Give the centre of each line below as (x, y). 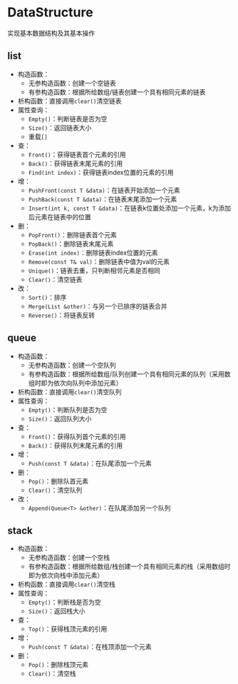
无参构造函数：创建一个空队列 (72, 365)
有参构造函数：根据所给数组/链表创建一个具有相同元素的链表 (117, 92)
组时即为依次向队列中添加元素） (75, 383)
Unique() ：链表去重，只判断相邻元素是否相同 (94, 270)
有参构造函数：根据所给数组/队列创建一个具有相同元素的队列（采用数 (129, 374)
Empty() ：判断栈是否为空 (64, 602)
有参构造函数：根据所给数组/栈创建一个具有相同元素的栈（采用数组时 (129, 567)
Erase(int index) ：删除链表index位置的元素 (93, 252)
